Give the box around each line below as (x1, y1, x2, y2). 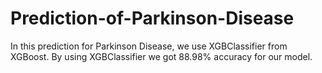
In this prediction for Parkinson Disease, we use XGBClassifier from (10, 40, 288, 52)
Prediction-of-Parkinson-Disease (10, 7, 295, 30)
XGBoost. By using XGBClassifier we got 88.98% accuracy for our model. (10, 50, 313, 62)
